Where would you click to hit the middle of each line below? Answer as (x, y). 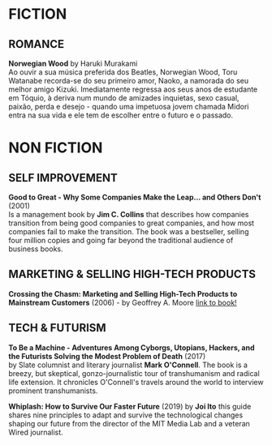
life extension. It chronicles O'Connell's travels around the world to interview (136, 382)
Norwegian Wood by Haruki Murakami (73, 63)
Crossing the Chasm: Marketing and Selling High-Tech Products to (123, 293)
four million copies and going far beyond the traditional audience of (121, 240)
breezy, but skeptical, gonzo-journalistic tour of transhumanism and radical (134, 373)
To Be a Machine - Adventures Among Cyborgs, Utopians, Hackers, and (132, 347)
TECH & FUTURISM (58, 328)
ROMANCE (37, 44)
